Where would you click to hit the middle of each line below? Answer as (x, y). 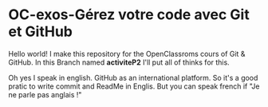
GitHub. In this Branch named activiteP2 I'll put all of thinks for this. (119, 62)
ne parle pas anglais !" (45, 94)
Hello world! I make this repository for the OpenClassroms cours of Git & (127, 53)
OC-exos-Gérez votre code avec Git (129, 15)
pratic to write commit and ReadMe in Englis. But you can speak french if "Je (134, 86)
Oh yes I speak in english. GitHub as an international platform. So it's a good (133, 77)
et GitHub (41, 32)
